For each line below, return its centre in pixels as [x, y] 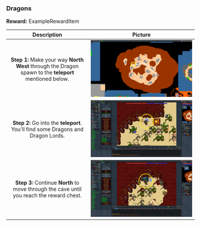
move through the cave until [47, 189]
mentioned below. [48, 78]
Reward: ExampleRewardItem [43, 22]
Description [48, 35]
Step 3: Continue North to [47, 183]
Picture [141, 35]
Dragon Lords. [47, 135]
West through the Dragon [47, 66]
